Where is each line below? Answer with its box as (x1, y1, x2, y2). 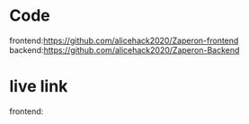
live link (9, 76, 68, 97)
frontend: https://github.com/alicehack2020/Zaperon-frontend (9, 35, 239, 46)
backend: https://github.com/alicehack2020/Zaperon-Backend (9, 44, 240, 55)
